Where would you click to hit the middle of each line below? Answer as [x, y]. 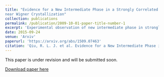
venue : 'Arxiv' [20, 37]
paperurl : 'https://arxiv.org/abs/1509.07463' [53, 41]
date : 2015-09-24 [23, 32]
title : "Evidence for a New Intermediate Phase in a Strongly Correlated [82, 10]
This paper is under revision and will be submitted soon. [61, 59]
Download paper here [27, 69]
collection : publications [31, 19]
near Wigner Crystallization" [36, 14]
